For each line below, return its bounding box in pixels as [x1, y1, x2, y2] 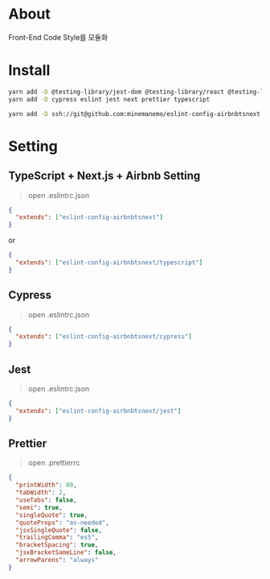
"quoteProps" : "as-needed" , [15, 519, 110, 527]
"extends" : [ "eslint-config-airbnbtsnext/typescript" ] [15, 258, 203, 267]
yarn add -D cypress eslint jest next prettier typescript [8, 95, 211, 103]
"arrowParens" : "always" [15, 556, 99, 565]
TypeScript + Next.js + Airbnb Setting [8, 169, 201, 183]
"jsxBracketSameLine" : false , [15, 548, 117, 556]
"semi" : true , [15, 503, 63, 511]
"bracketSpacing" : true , [15, 541, 99, 549]
